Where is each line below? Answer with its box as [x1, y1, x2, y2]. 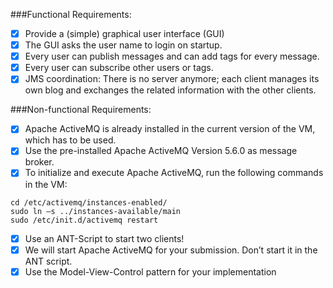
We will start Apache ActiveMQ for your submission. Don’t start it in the [24, 244, 318, 256]
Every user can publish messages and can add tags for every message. [24, 50, 320, 63]
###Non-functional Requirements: [10, 104, 152, 116]
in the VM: [24, 178, 68, 190]
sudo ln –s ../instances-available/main [10, 206, 182, 216]
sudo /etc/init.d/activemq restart [10, 215, 159, 225]
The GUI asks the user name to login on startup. [24, 39, 223, 51]
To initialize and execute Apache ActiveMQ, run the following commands [24, 167, 324, 179]
